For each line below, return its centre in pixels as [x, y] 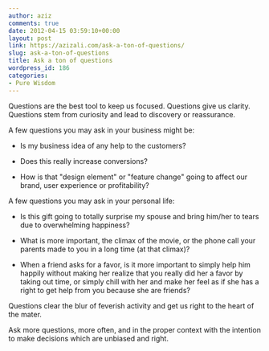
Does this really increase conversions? [84, 161]
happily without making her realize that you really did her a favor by [131, 273]
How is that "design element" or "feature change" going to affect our [134, 177]
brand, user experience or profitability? [85, 185]
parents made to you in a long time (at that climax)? [105, 249]
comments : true [34, 23]
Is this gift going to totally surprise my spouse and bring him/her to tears [139, 216]
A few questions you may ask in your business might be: [102, 130]
